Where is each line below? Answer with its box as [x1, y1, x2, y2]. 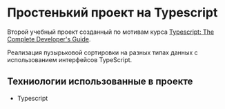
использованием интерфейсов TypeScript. [7, 55, 133, 63]
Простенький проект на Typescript [7, 5, 218, 21]
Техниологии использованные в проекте [7, 76, 193, 88]
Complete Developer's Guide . [7, 34, 91, 43]
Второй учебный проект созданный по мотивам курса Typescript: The [7, 28, 215, 36]
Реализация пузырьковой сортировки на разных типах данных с [7, 48, 198, 57]
